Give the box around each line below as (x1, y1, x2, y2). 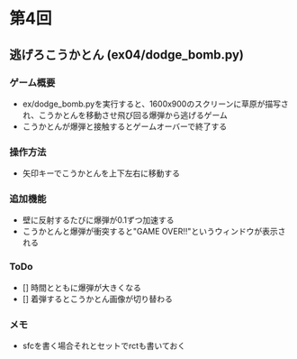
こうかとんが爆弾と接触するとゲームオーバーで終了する (22, 121, 228, 132)
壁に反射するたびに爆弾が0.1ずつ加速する (22, 215, 175, 226)
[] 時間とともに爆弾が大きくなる (22, 281, 141, 293)
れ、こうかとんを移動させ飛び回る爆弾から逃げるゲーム (22, 109, 228, 120)
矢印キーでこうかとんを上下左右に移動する (22, 168, 180, 179)
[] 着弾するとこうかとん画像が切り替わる (22, 293, 173, 304)
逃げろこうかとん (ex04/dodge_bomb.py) (9, 47, 245, 62)
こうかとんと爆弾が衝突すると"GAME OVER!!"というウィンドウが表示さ (22, 226, 286, 237)
